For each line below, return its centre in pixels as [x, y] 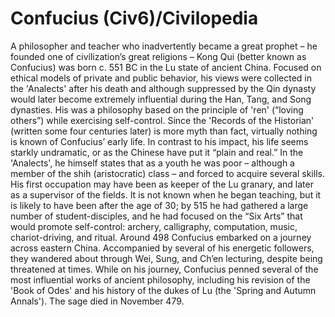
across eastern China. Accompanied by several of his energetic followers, [162, 248]
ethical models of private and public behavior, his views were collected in [161, 78]
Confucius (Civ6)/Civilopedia [134, 18]
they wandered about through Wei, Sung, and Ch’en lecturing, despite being [166, 258]
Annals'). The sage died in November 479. [97, 301]
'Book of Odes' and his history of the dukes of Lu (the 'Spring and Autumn [163, 290]
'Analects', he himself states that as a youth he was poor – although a [152, 163]
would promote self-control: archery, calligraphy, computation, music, [154, 226]
